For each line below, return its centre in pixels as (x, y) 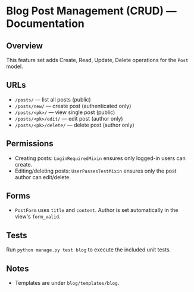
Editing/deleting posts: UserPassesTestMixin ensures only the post (96, 171)
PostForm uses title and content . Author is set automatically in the (96, 210)
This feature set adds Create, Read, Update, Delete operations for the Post (97, 60)
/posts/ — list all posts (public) (53, 99)
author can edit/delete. (43, 177)
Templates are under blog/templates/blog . (67, 283)
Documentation (46, 24)
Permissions (30, 144)
